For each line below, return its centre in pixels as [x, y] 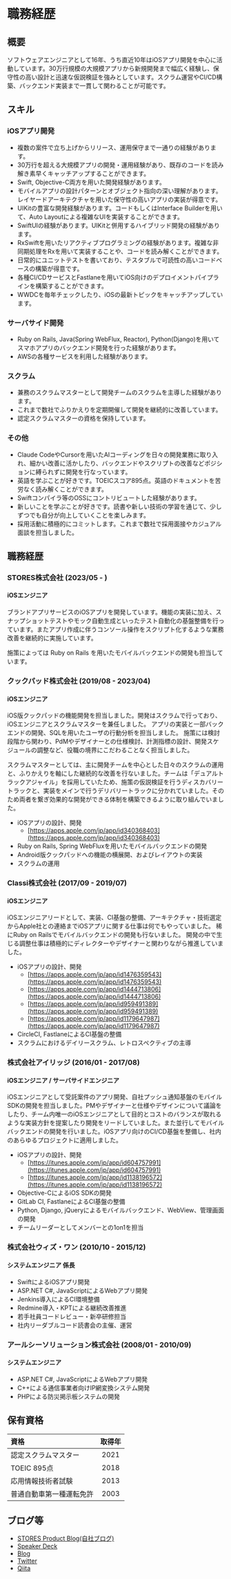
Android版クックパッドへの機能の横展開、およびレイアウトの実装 [110, 855]
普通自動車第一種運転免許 [52, 1494]
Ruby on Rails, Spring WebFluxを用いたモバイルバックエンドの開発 [112, 846]
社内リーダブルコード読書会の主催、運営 [74, 1325]
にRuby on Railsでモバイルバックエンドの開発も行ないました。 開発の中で [112, 935]
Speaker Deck [37, 1546]
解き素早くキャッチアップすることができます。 [83, 173]
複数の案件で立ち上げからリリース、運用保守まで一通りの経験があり [114, 147]
